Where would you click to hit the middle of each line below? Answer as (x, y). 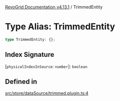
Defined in (21, 82)
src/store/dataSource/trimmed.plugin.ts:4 (47, 93)
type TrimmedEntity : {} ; (30, 39)
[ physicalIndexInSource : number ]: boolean (46, 66)
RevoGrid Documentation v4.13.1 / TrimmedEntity (54, 7)
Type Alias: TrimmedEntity (60, 27)
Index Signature (30, 55)
